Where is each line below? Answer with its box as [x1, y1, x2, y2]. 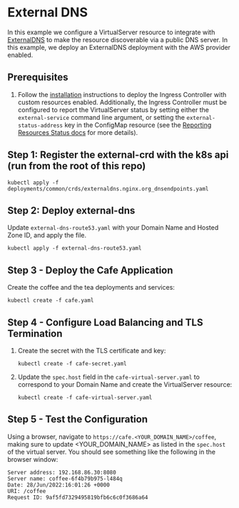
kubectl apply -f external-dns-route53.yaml [7, 245, 142, 252]
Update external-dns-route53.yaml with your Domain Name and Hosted [7, 223, 219, 232]
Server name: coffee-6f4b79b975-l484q [7, 475, 123, 482]
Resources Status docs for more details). [17, 128, 138, 136]
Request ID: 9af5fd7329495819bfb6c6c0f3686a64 [7, 494, 148, 501]
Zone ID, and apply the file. [7, 231, 87, 240]
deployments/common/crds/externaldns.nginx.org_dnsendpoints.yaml [7, 185, 209, 193]
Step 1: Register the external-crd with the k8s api [7, 149, 229, 161]
